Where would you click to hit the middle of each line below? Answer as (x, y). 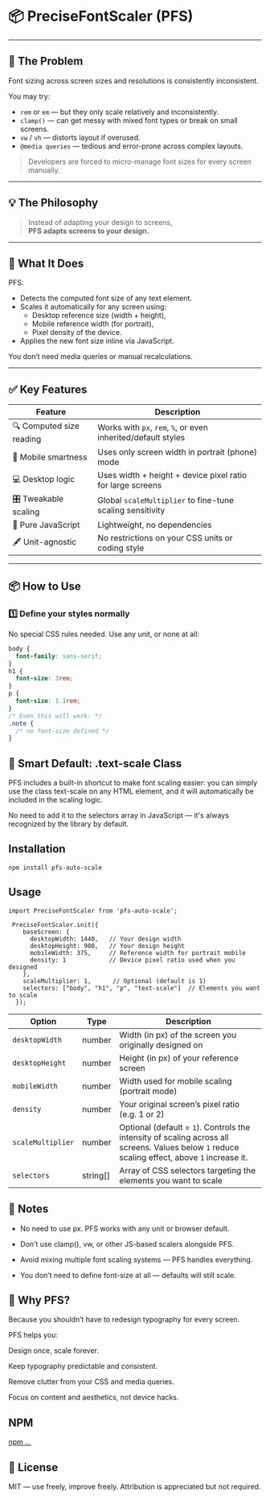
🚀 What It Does (46, 263)
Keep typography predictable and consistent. (83, 1366)
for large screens (130, 485)
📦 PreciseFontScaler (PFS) (101, 16)
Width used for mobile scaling (176, 1080)
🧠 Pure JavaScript (46, 525)
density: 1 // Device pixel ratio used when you (132, 960)
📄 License (33, 1467)
